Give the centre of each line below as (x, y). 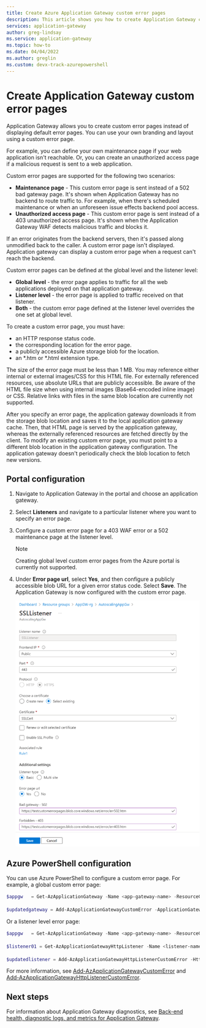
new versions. (24, 459)
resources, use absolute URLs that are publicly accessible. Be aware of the (101, 383)
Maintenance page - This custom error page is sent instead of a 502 (102, 188)
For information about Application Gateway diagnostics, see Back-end (95, 1011)
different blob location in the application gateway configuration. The (92, 447)
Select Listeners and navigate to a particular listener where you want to (106, 512)
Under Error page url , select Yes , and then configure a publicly (95, 579)
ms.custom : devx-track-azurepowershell (57, 64)
